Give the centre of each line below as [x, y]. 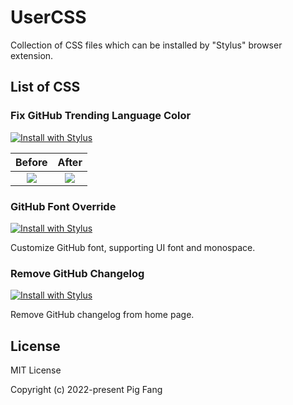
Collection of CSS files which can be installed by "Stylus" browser [146, 45]
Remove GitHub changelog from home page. [102, 315]
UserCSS [48, 17]
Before [31, 162]
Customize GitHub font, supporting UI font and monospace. [133, 247]
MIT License [36, 370]
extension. [32, 55]
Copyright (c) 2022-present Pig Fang [86, 390]
